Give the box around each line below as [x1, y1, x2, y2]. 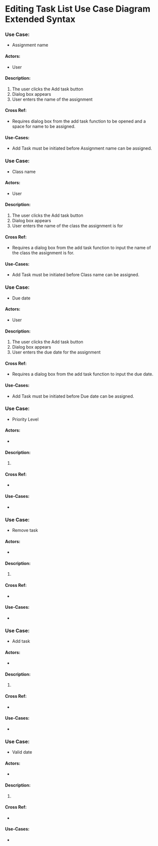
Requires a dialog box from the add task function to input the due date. [12, 371, 154, 377]
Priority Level [12, 416, 39, 422]
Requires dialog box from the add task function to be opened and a [12, 118, 146, 124]
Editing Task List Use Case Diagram [5, 3, 151, 15]
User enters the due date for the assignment [12, 349, 101, 355]
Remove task [12, 527, 38, 533]
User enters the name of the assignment [12, 96, 93, 102]
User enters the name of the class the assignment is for [12, 223, 123, 229]
